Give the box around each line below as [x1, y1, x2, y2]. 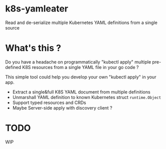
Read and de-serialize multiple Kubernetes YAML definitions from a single [5, 19, 158, 25]
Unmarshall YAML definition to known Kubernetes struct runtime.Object [12, 94, 161, 100]
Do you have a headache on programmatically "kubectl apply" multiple [5, 58, 151, 65]
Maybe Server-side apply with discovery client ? [12, 104, 113, 110]
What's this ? [5, 42, 61, 54]
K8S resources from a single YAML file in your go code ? [22, 64, 139, 70]
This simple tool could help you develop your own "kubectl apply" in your [5, 73, 156, 80]
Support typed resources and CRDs [12, 99, 86, 105]
